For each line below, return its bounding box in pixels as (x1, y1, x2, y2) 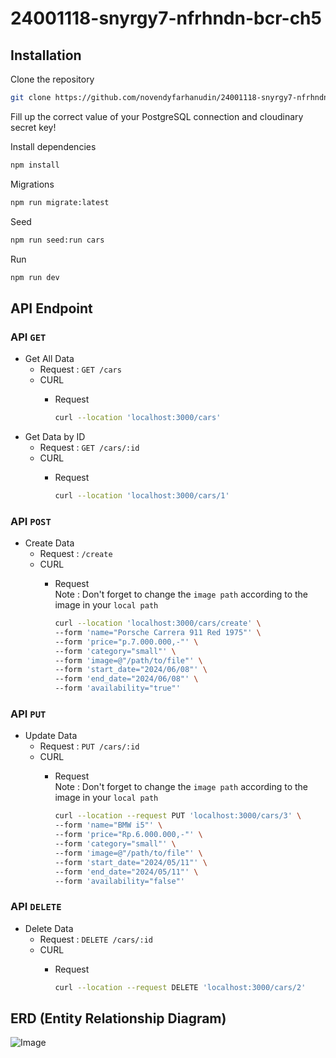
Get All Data (24, 353, 75, 365)
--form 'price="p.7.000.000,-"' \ (54, 637, 199, 647)
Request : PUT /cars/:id (39, 740, 140, 752)
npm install (10, 160, 60, 170)
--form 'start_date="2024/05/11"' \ (54, 857, 208, 867)
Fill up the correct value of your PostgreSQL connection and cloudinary (10, 110, 304, 122)
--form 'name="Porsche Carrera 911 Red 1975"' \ (54, 627, 262, 637)
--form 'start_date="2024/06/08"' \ (54, 665, 208, 675)
